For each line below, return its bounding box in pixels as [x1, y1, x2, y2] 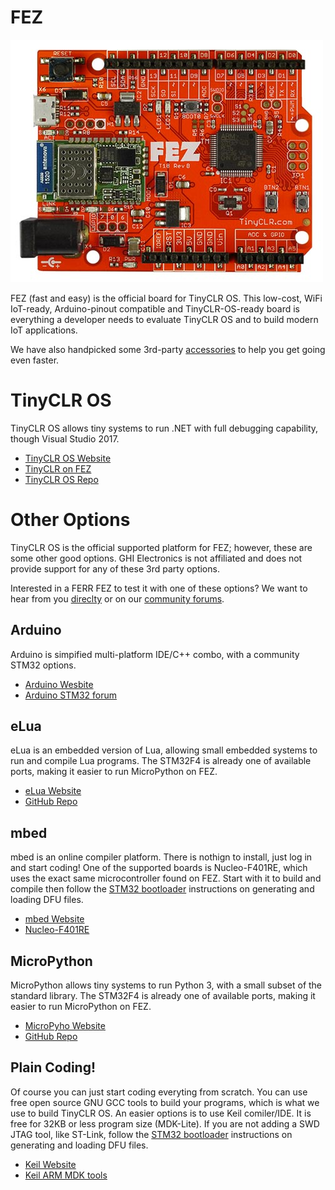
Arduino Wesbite [24, 678, 94, 690]
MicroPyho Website [24, 1020, 106, 1032]
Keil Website [24, 1158, 77, 1170]
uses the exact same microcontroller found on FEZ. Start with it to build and [10, 872, 322, 885]
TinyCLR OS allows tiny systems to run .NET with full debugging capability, [10, 422, 319, 434]
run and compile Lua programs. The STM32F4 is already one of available [10, 755, 312, 767]
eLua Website [24, 785, 82, 797]
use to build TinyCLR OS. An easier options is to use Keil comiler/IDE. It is [10, 1107, 312, 1119]
